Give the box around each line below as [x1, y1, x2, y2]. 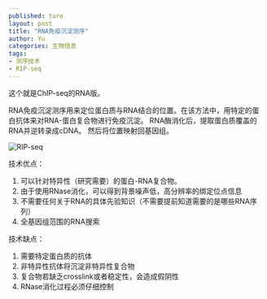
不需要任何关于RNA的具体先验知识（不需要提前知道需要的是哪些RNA [20, 196, 251, 206]
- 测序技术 [8, 58, 41, 66]
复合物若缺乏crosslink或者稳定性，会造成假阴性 [20, 271, 179, 281]
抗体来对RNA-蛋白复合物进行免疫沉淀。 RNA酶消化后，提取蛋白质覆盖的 [15, 115, 258, 125]
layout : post [8, 19, 53, 28]
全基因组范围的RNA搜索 [20, 216, 100, 226]
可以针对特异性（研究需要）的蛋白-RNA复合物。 [20, 175, 182, 185]
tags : [8, 50, 27, 58]
